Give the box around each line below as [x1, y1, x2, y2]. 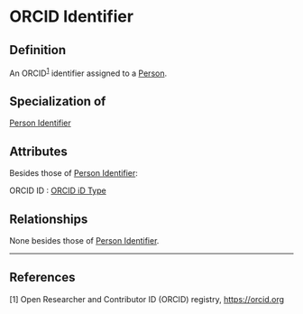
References [9, 270, 76, 285]
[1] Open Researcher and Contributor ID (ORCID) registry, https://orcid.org [9, 293, 285, 304]
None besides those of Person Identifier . [9, 235, 160, 246]
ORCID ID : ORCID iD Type [9, 185, 106, 196]
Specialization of [9, 94, 106, 109]
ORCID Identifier [9, 6, 133, 27]
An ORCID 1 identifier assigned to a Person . [9, 66, 168, 78]
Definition [9, 42, 66, 58]
